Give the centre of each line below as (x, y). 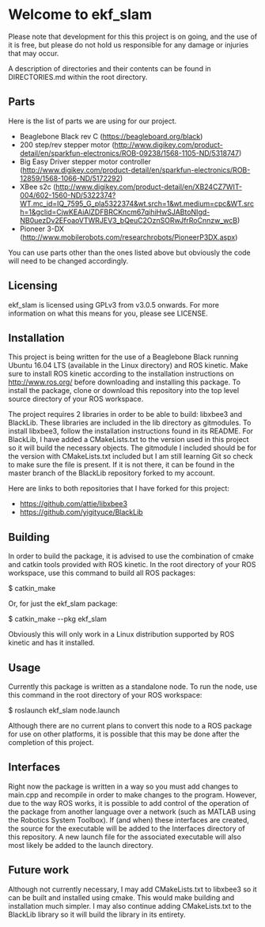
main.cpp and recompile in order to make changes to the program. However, (132, 795)
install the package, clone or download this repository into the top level (124, 391)
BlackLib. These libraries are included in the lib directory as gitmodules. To (130, 423)
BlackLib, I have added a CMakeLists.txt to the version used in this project (129, 440)
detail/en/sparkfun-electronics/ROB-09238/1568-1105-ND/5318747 (129, 153)
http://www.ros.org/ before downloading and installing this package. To (125, 382)
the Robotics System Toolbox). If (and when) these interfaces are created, (129, 819)
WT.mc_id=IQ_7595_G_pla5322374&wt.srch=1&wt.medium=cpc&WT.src (137, 203)
